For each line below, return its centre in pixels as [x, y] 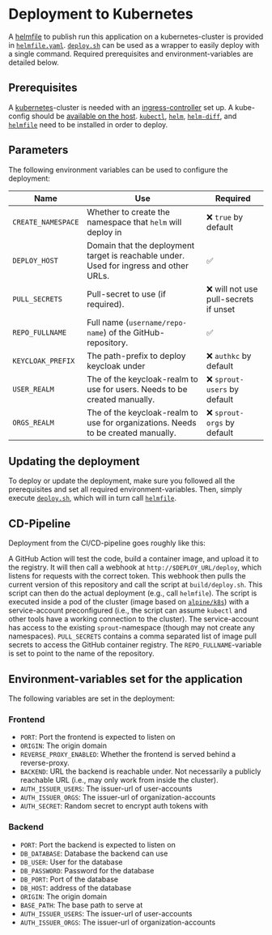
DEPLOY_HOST [36, 260]
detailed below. [34, 62]
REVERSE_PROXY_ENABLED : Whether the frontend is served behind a [128, 754]
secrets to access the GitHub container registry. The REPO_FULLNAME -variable [135, 645]
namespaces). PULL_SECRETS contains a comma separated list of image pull [133, 636]
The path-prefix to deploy [136, 356]
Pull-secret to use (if [126, 294]
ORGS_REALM [33, 423]
